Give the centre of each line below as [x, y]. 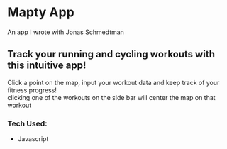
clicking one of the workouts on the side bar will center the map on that [111, 97]
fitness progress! [32, 90]
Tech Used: [27, 123]
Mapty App [41, 12]
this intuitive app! [47, 66]
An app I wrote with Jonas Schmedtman [66, 32]
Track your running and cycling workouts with [111, 54]
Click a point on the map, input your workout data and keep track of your [113, 82]
